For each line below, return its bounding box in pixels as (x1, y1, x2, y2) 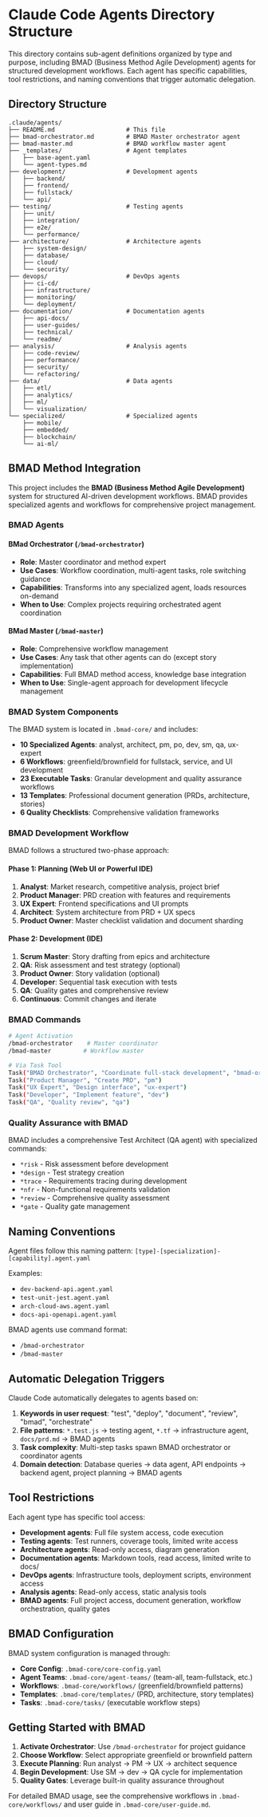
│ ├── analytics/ (8, 391, 73, 399)
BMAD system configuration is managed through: (8, 1648, 171, 1657)
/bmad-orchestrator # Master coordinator (8, 1040, 159, 1048)
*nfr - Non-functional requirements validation (19, 1185, 171, 1195)
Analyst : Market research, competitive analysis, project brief (19, 882, 220, 891)
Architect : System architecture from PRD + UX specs (19, 907, 195, 917)
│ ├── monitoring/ (8, 293, 77, 301)
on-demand (19, 591, 59, 600)
